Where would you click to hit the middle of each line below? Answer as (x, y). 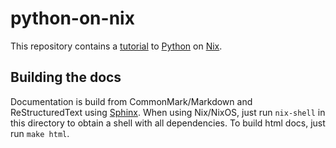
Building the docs (66, 77)
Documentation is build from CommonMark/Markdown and (131, 101)
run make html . (40, 133)
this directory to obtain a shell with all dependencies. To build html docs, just (168, 123)
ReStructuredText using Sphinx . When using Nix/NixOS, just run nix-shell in (168, 112)
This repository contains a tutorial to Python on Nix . (116, 46)
